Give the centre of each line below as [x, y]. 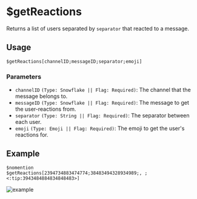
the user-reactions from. [45, 109]
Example [23, 154]
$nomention [20, 168]
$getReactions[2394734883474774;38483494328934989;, [74, 173]
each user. [28, 122]
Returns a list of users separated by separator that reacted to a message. [98, 28]
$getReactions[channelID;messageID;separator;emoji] [74, 61]
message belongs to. [41, 96]
